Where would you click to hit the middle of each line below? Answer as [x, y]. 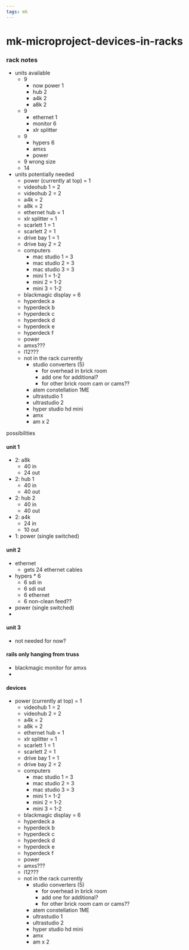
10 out [31, 530]
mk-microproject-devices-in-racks [94, 41]
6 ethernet [36, 595]
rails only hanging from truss [43, 655]
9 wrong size [40, 162]
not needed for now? [41, 641]
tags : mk [17, 12]
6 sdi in [33, 582]
